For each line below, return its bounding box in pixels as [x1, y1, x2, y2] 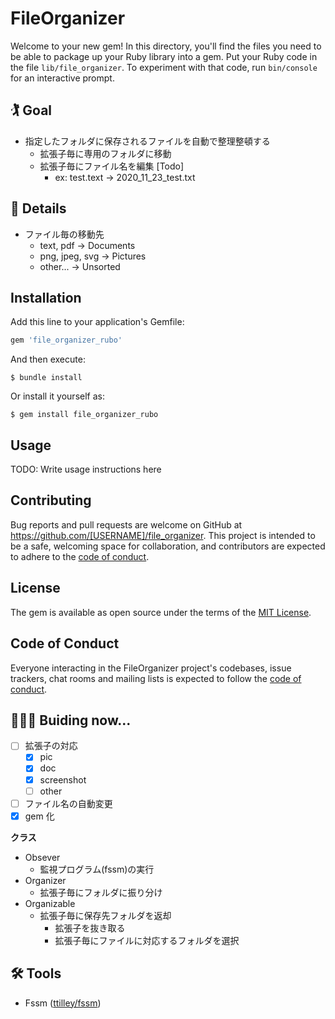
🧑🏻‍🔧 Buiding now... [10, 712, 132, 729]
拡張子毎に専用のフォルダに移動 [39, 147, 172, 159]
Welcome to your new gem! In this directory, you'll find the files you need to [10, 40, 322, 52]
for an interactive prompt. [10, 72, 115, 84]
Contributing [10, 492, 92, 509]
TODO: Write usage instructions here [10, 463, 162, 476]
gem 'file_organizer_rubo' [10, 335, 123, 346]
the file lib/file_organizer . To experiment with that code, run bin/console [10, 61, 318, 73]
